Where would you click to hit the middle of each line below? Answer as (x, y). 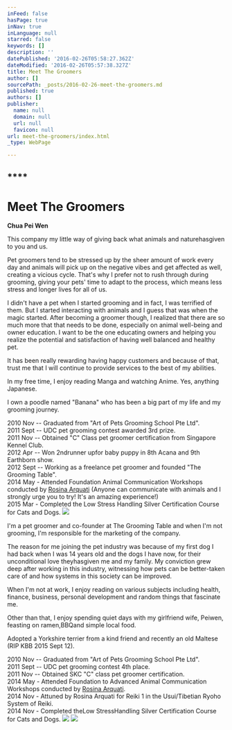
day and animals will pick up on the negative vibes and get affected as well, (115, 267)
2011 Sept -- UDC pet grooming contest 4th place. (79, 667)
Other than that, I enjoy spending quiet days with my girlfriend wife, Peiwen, (115, 618)
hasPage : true (28, 20)
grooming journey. (33, 409)
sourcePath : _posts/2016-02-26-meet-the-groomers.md (85, 85)
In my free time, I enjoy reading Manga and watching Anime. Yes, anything (113, 382)
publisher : (23, 104)
